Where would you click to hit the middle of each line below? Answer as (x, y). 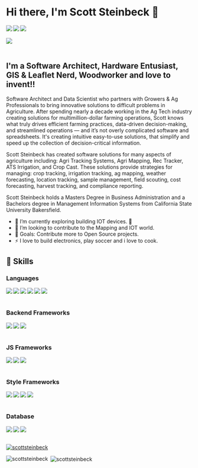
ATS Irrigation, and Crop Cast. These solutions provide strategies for (90, 167)
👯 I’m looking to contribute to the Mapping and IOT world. (85, 227)
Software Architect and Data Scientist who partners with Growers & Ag (92, 99)
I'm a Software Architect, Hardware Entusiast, (92, 66)
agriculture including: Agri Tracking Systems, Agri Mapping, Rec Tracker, (95, 161)
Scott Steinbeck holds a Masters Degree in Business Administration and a (95, 197)
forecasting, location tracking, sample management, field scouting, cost (94, 179)
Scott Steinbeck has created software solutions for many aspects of (89, 154)
